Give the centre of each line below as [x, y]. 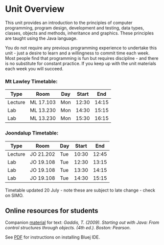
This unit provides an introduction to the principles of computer [69, 23]
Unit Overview [35, 9]
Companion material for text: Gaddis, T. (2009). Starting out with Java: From [82, 222]
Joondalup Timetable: [32, 133]
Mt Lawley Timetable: [31, 81]
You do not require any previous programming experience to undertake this [81, 48]
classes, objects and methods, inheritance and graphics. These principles [80, 33]
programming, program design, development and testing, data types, [75, 27]
